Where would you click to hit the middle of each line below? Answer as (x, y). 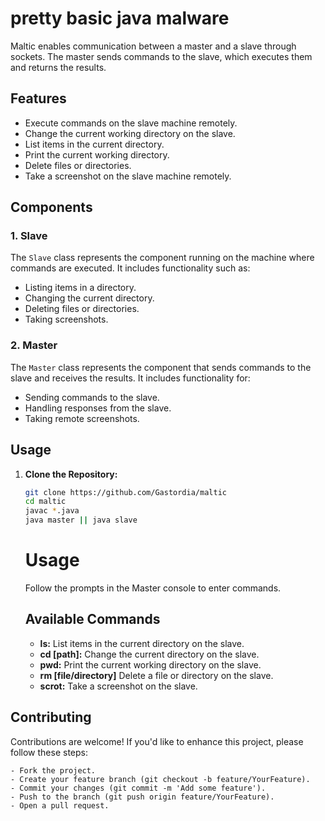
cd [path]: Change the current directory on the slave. (149, 654)
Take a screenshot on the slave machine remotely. (128, 176)
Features (38, 98)
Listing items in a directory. (80, 288)
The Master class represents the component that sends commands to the (161, 367)
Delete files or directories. (78, 165)
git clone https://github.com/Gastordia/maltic (125, 492)
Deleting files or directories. (82, 309)
